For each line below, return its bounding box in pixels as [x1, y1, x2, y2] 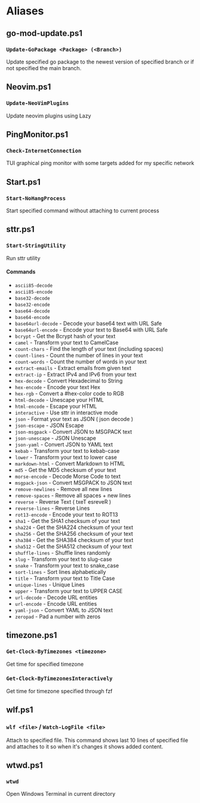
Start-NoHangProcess [6, 195, 66, 201]
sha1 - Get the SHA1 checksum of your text [14, 517, 121, 524]
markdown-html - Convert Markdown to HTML [14, 460, 125, 467]
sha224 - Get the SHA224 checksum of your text [14, 524, 133, 531]
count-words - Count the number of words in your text [14, 358, 147, 365]
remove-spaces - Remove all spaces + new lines [14, 492, 131, 499]
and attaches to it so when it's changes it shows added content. [6, 742, 164, 750]
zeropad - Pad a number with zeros [14, 613, 101, 620]
